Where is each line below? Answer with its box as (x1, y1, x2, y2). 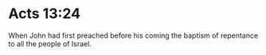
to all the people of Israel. (8, 38, 92, 48)
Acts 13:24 (8, 5, 81, 23)
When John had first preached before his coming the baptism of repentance (8, 31, 259, 40)
